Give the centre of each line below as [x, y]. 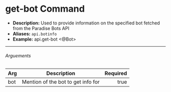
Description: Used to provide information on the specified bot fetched [86, 23]
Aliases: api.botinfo [35, 34]
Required [116, 73]
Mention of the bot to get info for [61, 82]
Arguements [18, 55]
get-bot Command [45, 9]
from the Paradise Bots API [41, 28]
